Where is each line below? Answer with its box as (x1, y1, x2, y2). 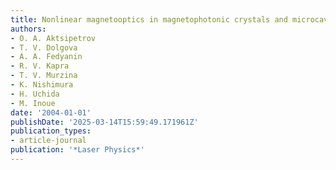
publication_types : (10, 126, 92, 136)
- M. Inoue (10, 98, 56, 108)
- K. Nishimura (10, 80, 74, 90)
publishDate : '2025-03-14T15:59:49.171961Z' (10, 117, 199, 127)
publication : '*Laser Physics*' (10, 145, 145, 155)
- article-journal (10, 136, 87, 146)
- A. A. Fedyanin (10, 52, 83, 62)
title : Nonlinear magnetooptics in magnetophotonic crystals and (10, 14, 288, 25)
